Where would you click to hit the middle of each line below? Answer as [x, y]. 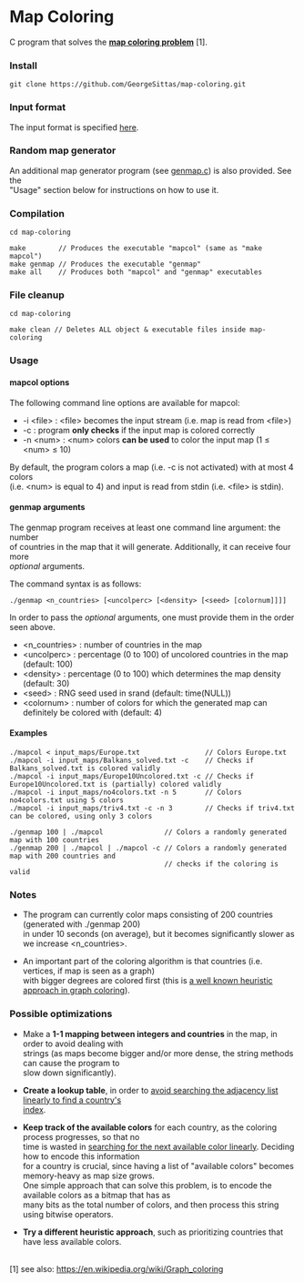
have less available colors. [72, 1241]
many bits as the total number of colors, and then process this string [151, 1205]
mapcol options [40, 382]
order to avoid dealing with [73, 1044]
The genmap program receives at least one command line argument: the [145, 527]
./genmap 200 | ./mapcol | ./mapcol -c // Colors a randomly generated [148, 848]
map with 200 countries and [63, 856]
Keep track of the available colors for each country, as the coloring [150, 1127]
